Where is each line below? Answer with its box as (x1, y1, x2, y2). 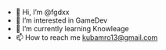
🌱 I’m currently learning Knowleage (15, 24, 129, 33)
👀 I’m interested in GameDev (15, 16, 108, 25)
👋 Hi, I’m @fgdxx (15, 8, 70, 16)
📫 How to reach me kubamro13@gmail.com (15, 33, 158, 42)
